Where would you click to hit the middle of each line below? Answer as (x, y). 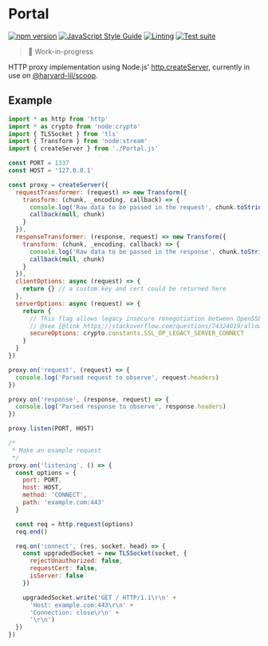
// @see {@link (55, 326)
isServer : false (56, 576)
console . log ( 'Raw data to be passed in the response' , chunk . (135, 252)
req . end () (32, 532)
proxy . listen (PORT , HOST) (51, 429)
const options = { (46, 473)
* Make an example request (57, 450)
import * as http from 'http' (59, 119)
